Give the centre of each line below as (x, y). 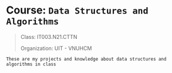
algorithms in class (31, 64)
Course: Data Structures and (77, 10)
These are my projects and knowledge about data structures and (86, 59)
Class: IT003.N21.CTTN (49, 36)
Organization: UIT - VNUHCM (56, 48)
